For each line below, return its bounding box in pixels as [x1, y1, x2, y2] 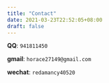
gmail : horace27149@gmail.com [7, 55, 91, 63]
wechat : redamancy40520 [7, 68, 75, 76]
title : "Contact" [7, 10, 57, 17]
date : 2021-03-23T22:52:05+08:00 [7, 16, 103, 23]
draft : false [7, 23, 45, 29]
